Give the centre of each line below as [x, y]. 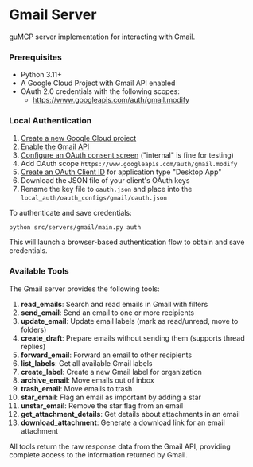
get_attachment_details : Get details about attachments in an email [130, 414]
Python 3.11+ [41, 75]
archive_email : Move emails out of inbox [87, 380]
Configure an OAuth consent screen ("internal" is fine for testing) [127, 155]
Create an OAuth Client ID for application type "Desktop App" [121, 172]
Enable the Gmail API [55, 146]
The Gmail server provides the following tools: [84, 289]
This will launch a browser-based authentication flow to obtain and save [127, 242]
